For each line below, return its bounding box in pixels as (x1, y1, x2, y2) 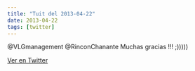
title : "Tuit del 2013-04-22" (7, 10, 96, 18)
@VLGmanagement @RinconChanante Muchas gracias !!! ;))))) (7, 43, 188, 51)
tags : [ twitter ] (7, 23, 55, 30)
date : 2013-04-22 (7, 17, 58, 24)
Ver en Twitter (7, 56, 48, 65)
